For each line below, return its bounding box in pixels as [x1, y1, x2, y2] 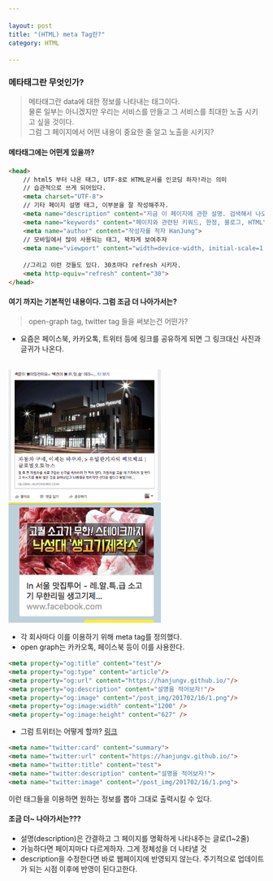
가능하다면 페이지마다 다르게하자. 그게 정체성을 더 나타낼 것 [19, 844, 207, 853]
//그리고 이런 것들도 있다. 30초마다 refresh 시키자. [23, 261, 181, 270]
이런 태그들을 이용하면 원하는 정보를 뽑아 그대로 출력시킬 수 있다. [8, 793, 213, 804]
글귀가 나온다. [19, 344, 65, 354]
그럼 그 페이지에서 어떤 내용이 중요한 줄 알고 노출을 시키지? [28, 127, 214, 137]
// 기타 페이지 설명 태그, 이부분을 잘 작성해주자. [23, 202, 169, 210]
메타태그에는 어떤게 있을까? [8, 147, 95, 158]
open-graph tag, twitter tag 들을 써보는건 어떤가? [28, 317, 188, 327]
